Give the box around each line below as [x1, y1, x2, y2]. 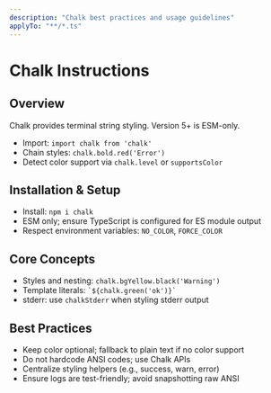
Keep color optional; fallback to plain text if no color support [22, 344, 245, 355]
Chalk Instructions [9, 60, 150, 81]
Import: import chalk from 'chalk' [22, 137, 153, 148]
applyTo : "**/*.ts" [9, 22, 83, 31]
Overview [9, 96, 66, 112]
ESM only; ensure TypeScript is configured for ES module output [22, 216, 262, 227]
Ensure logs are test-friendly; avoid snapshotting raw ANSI [22, 372, 240, 383]
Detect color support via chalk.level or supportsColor [22, 156, 223, 167]
